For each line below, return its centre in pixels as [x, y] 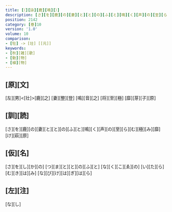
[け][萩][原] [17, 135]
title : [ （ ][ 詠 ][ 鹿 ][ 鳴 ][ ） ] [33, 10]
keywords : [16, 48]
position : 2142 [21, 20]
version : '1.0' [21, 29]
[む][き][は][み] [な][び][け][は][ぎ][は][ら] [49, 173]
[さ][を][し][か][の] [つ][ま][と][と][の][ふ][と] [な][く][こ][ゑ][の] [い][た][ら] [85, 166]
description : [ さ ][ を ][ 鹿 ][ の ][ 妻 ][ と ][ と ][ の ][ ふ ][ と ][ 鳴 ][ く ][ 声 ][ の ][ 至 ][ [84, 15]
